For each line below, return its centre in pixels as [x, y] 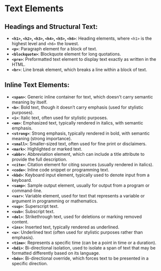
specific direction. [30, 263]
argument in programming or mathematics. [55, 201]
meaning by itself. [29, 102]
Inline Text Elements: [37, 85]
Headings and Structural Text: [51, 27]
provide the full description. [39, 159]
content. [20, 222]
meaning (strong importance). [42, 138]
